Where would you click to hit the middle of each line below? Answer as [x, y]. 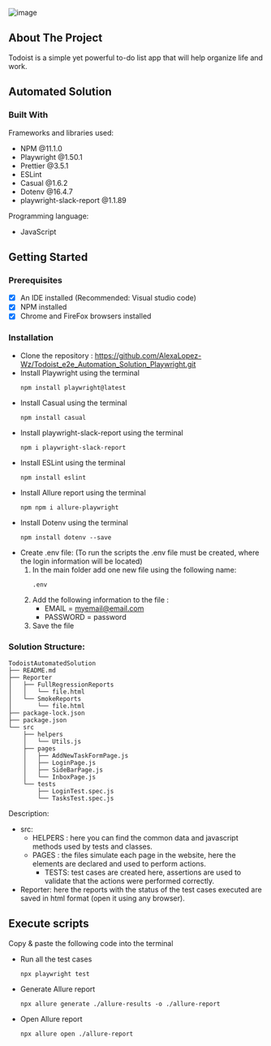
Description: [29, 813]
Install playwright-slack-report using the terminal [102, 432]
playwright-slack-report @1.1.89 [73, 200]
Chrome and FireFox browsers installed [86, 316]
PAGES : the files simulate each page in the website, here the [134, 855]
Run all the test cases [56, 959]
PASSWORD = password [86, 616]
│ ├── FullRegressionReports [61, 685]
